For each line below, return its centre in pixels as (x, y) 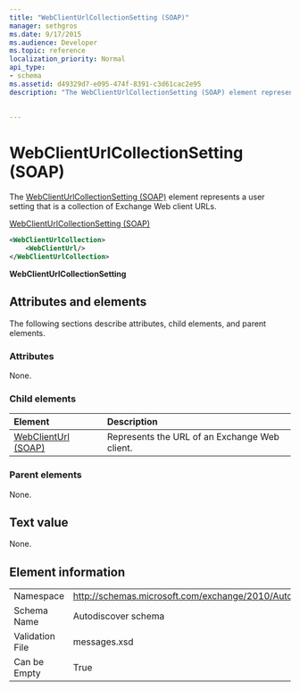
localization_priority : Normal (67, 59)
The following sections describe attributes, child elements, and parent (137, 324)
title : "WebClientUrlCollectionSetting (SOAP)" (100, 17)
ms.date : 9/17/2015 (46, 34)
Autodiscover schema (119, 616)
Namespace (39, 596)
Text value (39, 522)
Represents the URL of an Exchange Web (193, 437)
